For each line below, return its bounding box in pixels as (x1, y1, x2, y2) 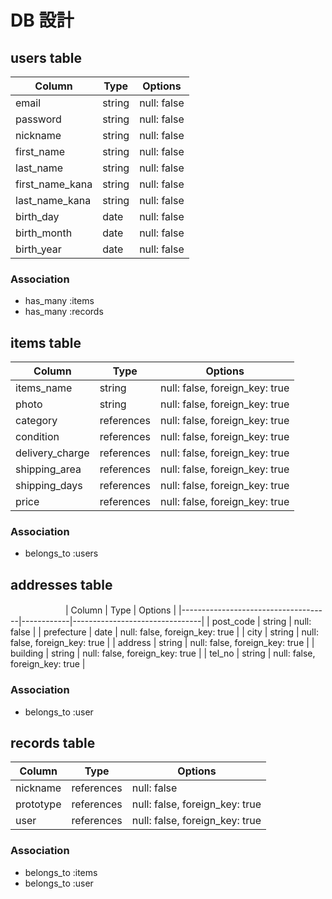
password (15, 112, 62, 126)
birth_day (15, 210, 60, 223)
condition (15, 430, 60, 444)
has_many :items (24, 295, 95, 307)
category (15, 414, 58, 428)
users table (10, 49, 83, 66)
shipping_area (15, 462, 82, 476)
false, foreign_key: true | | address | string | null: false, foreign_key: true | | (10, 637, 315, 649)
